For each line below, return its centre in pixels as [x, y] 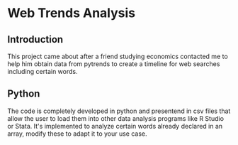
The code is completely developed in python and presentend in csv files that [119, 111]
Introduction [35, 39]
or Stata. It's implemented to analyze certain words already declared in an [115, 126]
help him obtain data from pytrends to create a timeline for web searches [114, 64]
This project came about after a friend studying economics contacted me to [118, 56]
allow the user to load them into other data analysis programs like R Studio [116, 118]
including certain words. [42, 71]
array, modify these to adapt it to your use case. [77, 134]
